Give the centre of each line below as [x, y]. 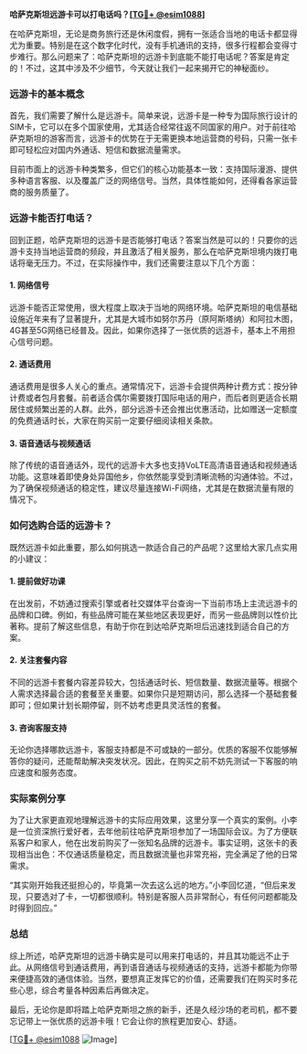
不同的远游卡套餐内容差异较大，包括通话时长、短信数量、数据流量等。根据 [149, 682]
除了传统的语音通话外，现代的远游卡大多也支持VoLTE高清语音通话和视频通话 [153, 465]
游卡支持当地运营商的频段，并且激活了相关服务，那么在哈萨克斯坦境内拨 [145, 251]
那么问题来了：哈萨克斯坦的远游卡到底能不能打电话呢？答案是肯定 [165, 57]
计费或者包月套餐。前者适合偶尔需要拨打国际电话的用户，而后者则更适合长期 [153, 398]
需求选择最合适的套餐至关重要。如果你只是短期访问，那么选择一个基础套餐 [157, 693]
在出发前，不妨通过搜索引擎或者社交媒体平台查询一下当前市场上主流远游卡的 [153, 603]
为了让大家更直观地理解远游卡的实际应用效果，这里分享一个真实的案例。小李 [153, 820]
